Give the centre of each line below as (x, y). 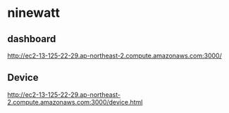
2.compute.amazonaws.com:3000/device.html (75, 102)
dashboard (32, 39)
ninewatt (33, 13)
